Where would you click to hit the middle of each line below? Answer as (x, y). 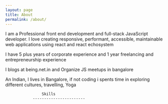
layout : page (19, 10)
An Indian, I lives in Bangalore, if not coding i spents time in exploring (78, 80)
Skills (49, 94)
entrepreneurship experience (36, 60)
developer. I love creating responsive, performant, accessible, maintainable (84, 39)
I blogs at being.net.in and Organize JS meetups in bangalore (69, 70)
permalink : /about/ (26, 19)
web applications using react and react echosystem (59, 45)
